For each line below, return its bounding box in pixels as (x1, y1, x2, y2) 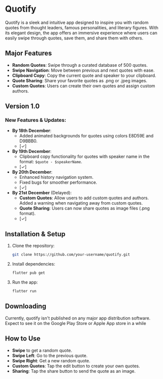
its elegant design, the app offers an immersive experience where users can (5, 30, 158, 36)
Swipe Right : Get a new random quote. (12, 358, 91, 363)
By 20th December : (12, 169, 53, 175)
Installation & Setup (5, 230, 66, 238)
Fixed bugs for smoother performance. (19, 179, 97, 186)
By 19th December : (12, 149, 52, 154)
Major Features (5, 49, 52, 57)
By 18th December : (12, 128, 52, 133)
